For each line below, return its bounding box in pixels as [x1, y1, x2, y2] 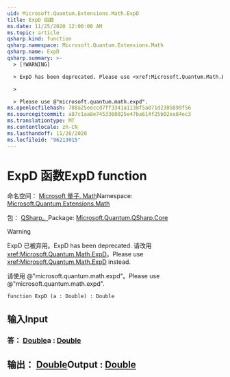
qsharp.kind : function [7, 36, 72, 42]
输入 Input [7, 313, 48, 325]
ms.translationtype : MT [7, 117, 75, 124]
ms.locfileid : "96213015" [7, 136, 81, 143]
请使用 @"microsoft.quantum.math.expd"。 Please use [7, 272, 160, 280]
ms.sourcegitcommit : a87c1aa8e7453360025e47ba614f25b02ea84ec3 [7, 111, 192, 118]
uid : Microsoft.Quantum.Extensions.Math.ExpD [7, 10, 139, 17]
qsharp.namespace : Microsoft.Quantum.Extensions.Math [7, 42, 164, 49]
